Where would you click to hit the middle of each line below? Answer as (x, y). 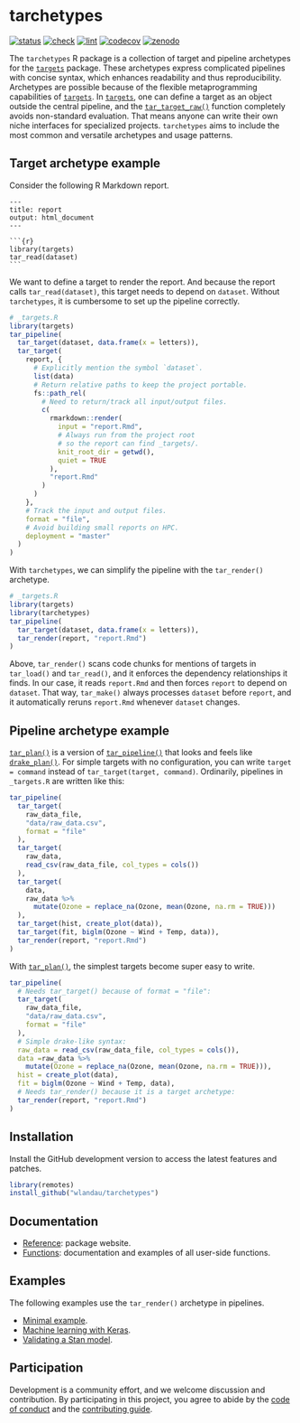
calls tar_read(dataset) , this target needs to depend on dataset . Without (145, 291)
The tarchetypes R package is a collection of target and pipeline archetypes (150, 58)
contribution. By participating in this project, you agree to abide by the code (150, 1399)
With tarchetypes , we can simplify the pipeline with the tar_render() (136, 570)
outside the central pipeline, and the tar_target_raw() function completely (147, 106)
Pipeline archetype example (89, 730)
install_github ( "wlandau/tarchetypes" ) (84, 1194)
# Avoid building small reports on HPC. (102, 528)
